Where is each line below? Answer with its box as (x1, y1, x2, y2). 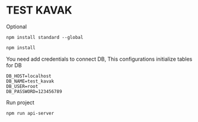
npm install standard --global (6, 34, 84, 40)
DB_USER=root (6, 83, 39, 89)
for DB (6, 61, 22, 68)
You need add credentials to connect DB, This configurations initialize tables (6, 55, 193, 62)
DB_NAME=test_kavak (6, 78, 55, 84)
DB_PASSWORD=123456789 (6, 88, 62, 94)
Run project (6, 98, 34, 106)
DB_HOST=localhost (6, 73, 52, 79)
